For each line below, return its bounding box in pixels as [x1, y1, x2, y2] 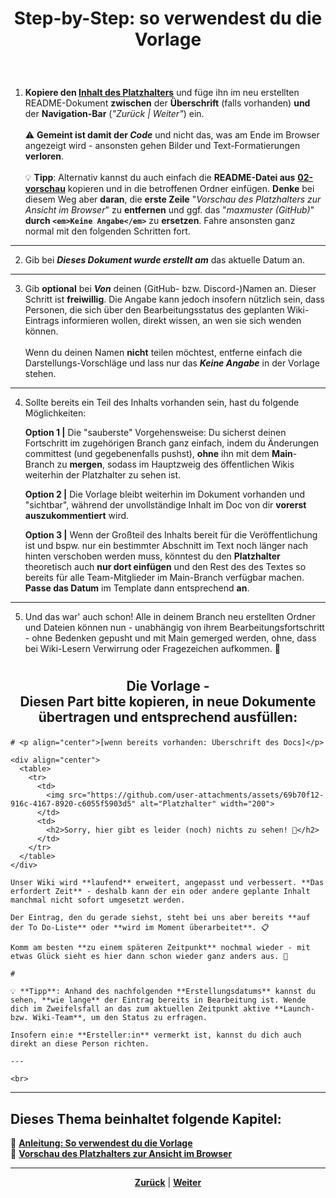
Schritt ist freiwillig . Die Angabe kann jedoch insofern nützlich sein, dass [24, 293, 325, 306]
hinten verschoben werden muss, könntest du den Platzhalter [24, 550, 281, 562]
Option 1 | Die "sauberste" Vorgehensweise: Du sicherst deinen [24, 427, 287, 439]
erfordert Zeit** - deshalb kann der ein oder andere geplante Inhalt [10, 887, 311, 897]
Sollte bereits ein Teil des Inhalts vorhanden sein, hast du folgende [24, 397, 300, 409]
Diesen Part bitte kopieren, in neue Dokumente [19, 693, 317, 711]
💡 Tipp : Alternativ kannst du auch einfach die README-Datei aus [24, 172, 296, 184]
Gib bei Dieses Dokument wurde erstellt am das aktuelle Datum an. [24, 254, 306, 266]
